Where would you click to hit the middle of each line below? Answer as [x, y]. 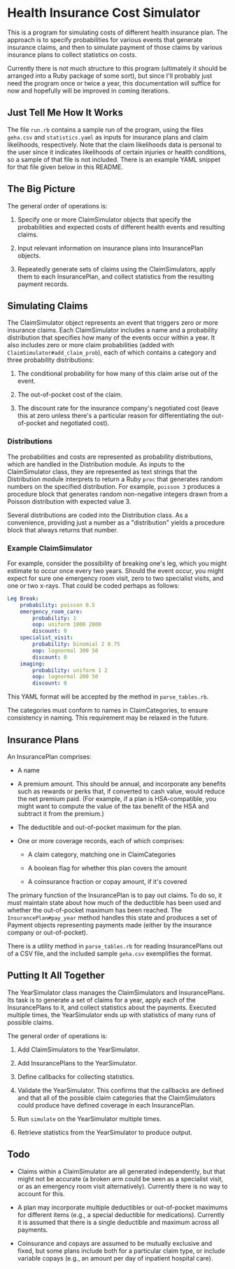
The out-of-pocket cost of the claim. [70, 395]
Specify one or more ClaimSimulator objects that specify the [104, 220]
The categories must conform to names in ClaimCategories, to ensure [108, 711]
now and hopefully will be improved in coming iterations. [88, 90]
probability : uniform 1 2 [70, 670]
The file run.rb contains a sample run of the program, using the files [106, 129]
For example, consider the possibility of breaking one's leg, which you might [117, 563]
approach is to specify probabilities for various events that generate [105, 39]
